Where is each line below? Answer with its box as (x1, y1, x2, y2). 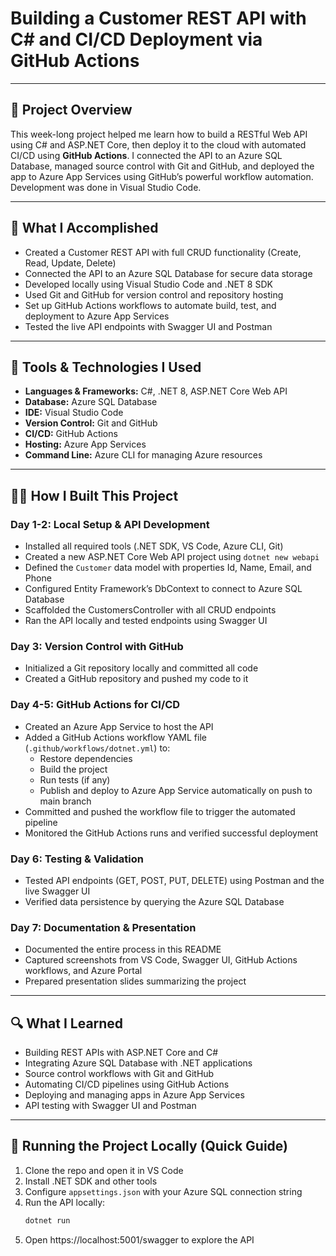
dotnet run (24, 1215, 71, 1226)
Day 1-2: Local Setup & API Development (10, 517, 210, 531)
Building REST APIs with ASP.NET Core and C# (24, 1047, 218, 1059)
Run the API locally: (24, 1196, 106, 1208)
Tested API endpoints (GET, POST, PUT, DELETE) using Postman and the (24, 874, 325, 886)
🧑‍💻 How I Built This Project (10, 487, 179, 504)
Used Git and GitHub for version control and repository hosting (24, 288, 284, 301)
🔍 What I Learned (10, 1015, 124, 1032)
